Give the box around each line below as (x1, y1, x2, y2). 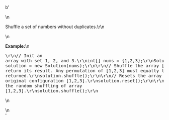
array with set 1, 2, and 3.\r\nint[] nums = (5, 58, 120, 63)
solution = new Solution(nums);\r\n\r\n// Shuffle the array (5, 63, 159, 68)
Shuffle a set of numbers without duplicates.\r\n (5, 24, 105, 30)
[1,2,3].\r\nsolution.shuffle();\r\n (5, 88, 99, 93)
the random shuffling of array (5, 83, 82, 88)
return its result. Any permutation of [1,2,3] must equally (5, 68, 159, 73)
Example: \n (5, 43, 30, 49)
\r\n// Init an (5, 53, 43, 58)
